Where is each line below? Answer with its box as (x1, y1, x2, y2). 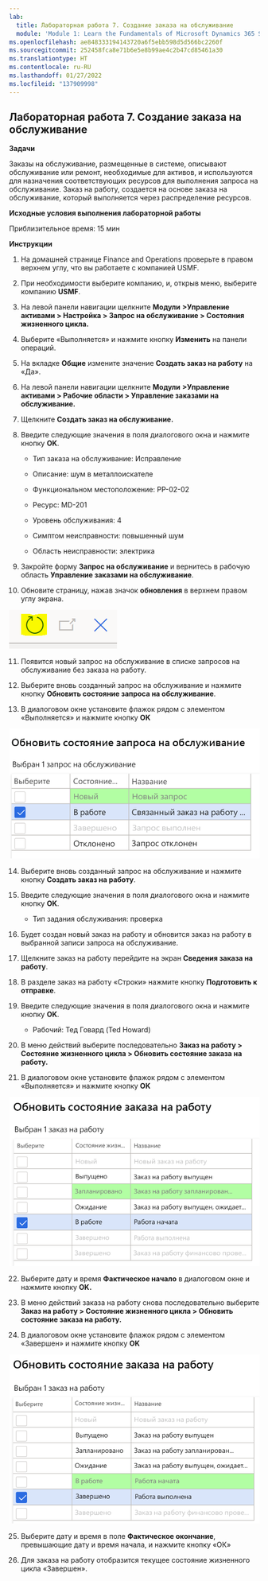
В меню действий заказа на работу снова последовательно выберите (20, 1298, 260, 1307)
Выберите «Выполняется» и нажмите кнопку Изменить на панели (20, 335, 247, 344)
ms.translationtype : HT (9, 55, 88, 63)
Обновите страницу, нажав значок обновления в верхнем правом (20, 585, 247, 596)
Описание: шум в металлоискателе (32, 469, 153, 479)
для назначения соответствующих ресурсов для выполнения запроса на (9, 176, 258, 186)
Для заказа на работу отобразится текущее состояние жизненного (20, 1555, 251, 1564)
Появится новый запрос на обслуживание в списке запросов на (20, 657, 241, 666)
